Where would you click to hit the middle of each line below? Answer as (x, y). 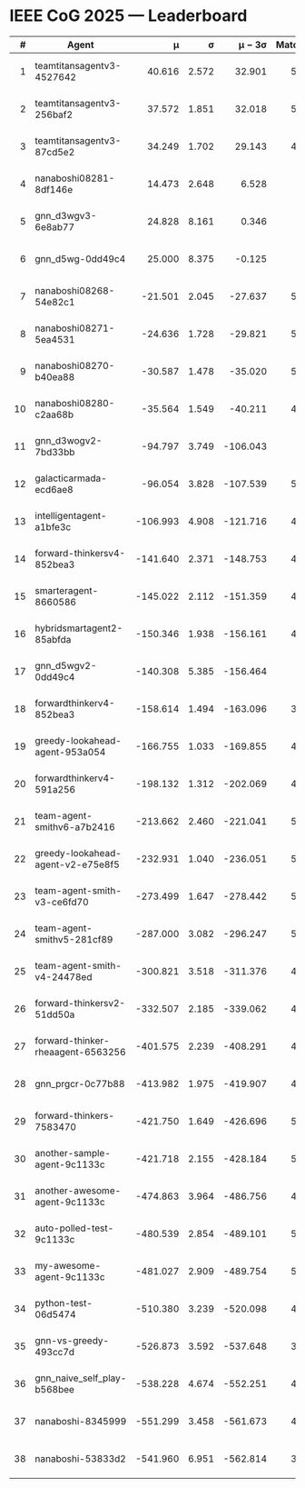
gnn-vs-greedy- (72, 1340)
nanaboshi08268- (75, 290)
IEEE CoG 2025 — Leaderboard (128, 16)
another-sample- (73, 1153)
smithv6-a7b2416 (75, 826)
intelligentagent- (71, 515)
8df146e (54, 189)
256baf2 (54, 115)
